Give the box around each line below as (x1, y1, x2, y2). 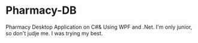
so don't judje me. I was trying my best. (5, 29, 103, 36)
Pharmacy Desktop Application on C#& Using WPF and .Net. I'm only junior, (5, 23, 193, 30)
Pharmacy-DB (5, 4, 77, 17)
